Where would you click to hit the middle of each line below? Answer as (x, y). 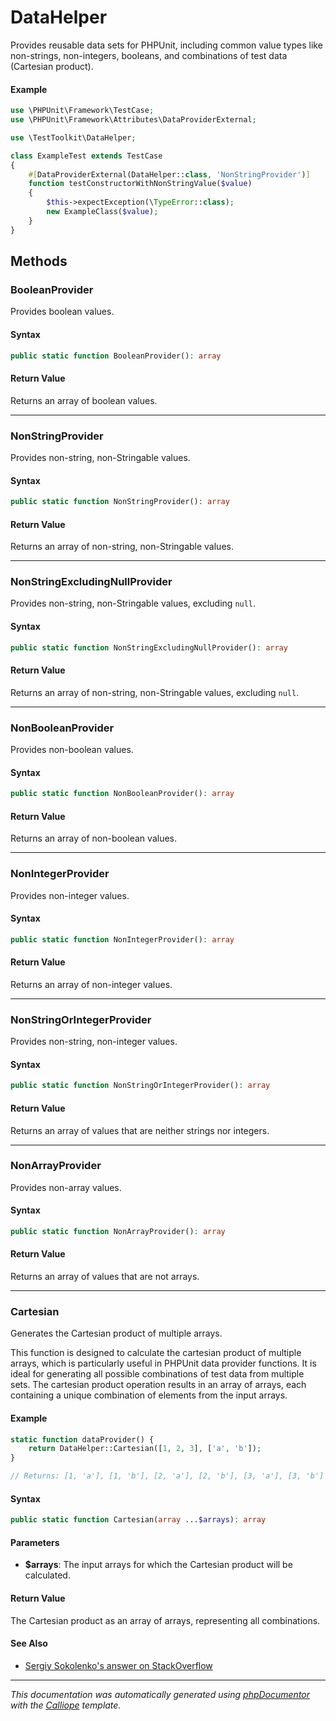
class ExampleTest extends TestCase (86, 156)
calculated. (47, 1575)
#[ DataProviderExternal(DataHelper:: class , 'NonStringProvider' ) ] (169, 174)
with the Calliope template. (66, 1705)
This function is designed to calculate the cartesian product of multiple (156, 1353)
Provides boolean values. (62, 312)
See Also (29, 1643)
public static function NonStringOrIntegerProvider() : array (140, 1086)
